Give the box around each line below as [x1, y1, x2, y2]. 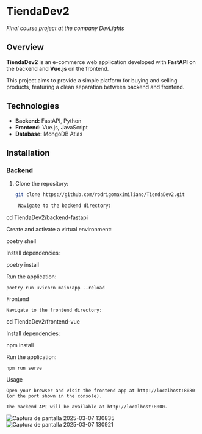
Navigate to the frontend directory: [6, 307, 103, 313]
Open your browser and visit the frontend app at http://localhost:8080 [6, 388, 195, 394]
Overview [6, 42, 45, 52]
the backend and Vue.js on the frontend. [6, 65, 109, 72]
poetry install [6, 261, 40, 268]
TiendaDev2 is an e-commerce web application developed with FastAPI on [6, 58, 197, 65]
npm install [6, 342, 34, 349]
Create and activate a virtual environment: [6, 226, 112, 233]
